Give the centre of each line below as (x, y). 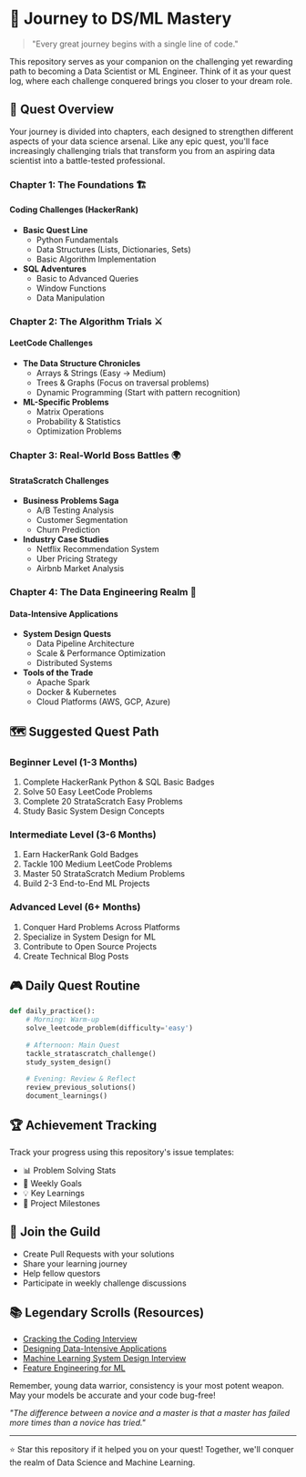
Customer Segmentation (82, 520)
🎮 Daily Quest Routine (75, 985)
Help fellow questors (61, 1273)
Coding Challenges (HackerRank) (74, 210)
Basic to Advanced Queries (87, 278)
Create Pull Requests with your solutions (98, 1254)
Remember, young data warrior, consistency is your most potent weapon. (147, 1386)
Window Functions (71, 288)
